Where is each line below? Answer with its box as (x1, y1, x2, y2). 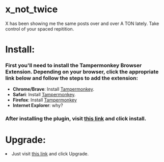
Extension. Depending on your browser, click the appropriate (5, 68, 159, 75)
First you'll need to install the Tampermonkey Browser (5, 62, 142, 69)
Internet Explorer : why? (12, 102, 63, 109)
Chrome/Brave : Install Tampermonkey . (12, 86, 94, 92)
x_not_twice (5, 4, 58, 15)
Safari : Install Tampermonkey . (12, 92, 76, 98)
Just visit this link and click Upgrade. (12, 151, 89, 157)
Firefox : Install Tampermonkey (12, 97, 77, 103)
